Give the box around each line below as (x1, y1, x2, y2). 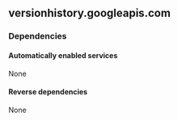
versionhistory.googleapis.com (8, 6, 172, 20)
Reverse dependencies (8, 87, 87, 97)
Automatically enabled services (8, 50, 118, 60)
